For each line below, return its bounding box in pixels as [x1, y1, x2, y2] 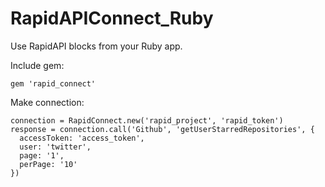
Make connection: [10, 96, 85, 108]
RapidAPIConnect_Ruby [10, 7, 214, 30]
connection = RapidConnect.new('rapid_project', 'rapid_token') [10, 115, 284, 126]
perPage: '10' [19, 159, 78, 169]
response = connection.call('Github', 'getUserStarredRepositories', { [10, 124, 315, 134]
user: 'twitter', [19, 142, 92, 152]
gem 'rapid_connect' [10, 78, 97, 89]
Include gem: [10, 59, 65, 71]
